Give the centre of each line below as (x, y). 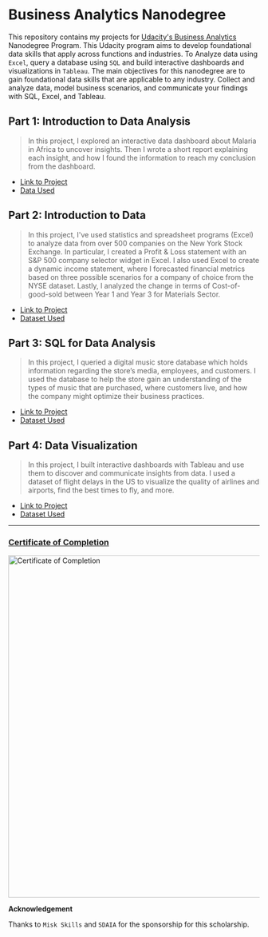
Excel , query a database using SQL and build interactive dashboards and (126, 62)
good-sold (45, 294)
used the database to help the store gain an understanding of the (134, 379)
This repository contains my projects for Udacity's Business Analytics (122, 37)
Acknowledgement (41, 909)
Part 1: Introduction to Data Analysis (100, 122)
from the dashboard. (61, 166)
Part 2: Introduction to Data (77, 215)
